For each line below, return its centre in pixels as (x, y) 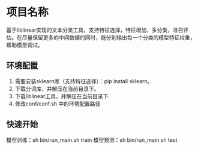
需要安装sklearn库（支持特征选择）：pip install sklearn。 (84, 81)
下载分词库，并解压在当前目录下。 (57, 89)
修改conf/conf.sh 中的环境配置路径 (58, 104)
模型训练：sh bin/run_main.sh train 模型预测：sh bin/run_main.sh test (92, 140)
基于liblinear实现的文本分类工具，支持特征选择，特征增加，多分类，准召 (95, 30)
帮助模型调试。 (25, 45)
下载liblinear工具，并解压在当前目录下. (62, 96)
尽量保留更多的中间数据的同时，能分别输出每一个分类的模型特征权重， (109, 37)
